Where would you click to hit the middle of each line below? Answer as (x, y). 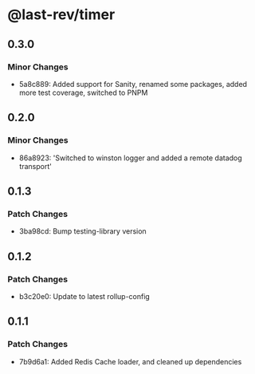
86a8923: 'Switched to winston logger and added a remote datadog (130, 158)
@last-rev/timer (61, 15)
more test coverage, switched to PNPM (83, 93)
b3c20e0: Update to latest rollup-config (84, 296)
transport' (35, 166)
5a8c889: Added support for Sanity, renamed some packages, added (133, 84)
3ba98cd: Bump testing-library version (82, 231)
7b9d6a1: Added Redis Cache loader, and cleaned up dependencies (130, 361)
